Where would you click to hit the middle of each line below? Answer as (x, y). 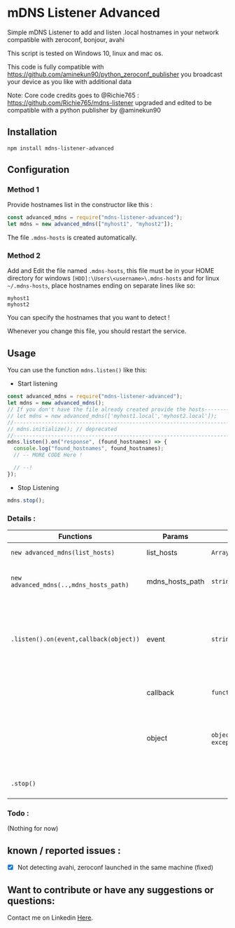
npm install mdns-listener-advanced (60, 148)
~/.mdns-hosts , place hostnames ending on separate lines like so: (101, 286)
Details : (22, 518)
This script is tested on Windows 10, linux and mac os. (85, 53)
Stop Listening (38, 487)
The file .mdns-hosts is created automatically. (72, 238)
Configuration (38, 170)
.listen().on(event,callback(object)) (75, 639)
